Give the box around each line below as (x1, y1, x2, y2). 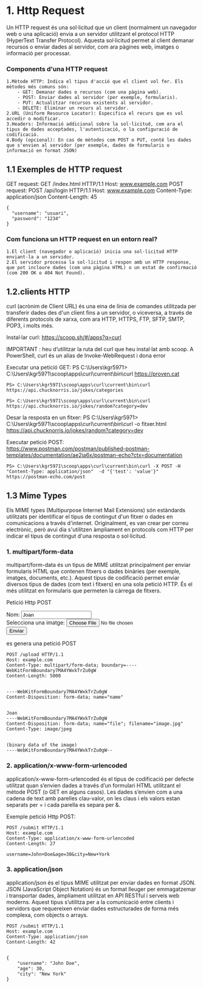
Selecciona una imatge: (6, 619, 65, 626)
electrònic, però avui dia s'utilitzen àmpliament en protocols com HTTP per (6, 526, 194, 533)
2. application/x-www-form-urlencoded (6, 761, 128, 770)
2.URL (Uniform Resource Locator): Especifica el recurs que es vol (6, 111, 184, 117)
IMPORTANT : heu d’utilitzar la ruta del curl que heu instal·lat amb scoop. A (6, 346, 194, 353)
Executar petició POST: (6, 439, 64, 446)
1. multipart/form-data (6, 547, 74, 556)
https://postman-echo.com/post (6, 474, 86, 480)
